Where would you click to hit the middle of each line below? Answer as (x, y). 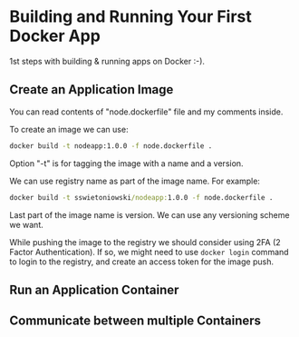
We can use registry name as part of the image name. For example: (135, 181)
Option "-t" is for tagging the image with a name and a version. (126, 163)
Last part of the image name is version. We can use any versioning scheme (149, 214)
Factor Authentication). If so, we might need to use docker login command (149, 252)
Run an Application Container (94, 289)
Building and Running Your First (130, 17)
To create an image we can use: (69, 129)
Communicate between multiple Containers (135, 321)
